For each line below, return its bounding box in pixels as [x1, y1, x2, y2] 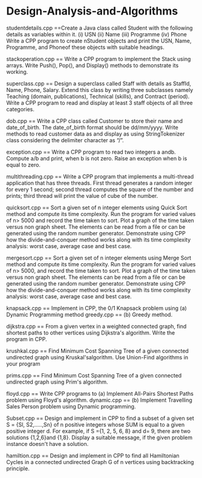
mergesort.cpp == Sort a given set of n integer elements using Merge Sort [6, 254, 192, 261]
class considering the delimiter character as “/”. [6, 136, 124, 143]
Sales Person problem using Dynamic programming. [6, 402, 136, 410]
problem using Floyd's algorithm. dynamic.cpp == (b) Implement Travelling [6, 396, 192, 404]
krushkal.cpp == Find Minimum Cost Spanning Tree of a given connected [6, 347, 189, 355]
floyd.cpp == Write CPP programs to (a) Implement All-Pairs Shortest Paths [6, 390, 194, 397]
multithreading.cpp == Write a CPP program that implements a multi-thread [6, 172, 194, 180]
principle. [6, 465, 30, 472]
